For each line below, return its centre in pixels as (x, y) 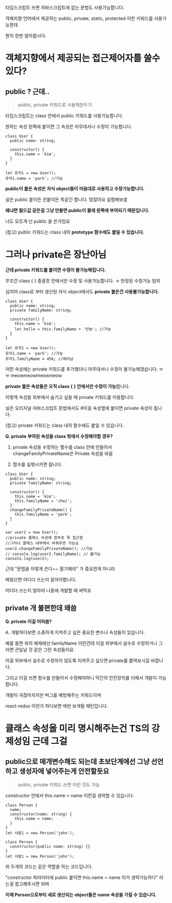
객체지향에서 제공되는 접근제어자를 (73, 58)
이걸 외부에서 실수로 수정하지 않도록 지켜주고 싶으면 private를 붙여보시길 (78, 660)
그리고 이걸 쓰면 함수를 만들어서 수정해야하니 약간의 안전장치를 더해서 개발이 (81, 678)
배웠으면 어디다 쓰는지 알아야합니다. (41, 579)
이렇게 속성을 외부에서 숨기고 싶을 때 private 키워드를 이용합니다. (70, 397)
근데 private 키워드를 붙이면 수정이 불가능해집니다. (56, 270)
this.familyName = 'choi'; (43, 501)
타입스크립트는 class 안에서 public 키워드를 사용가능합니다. (64, 116)
